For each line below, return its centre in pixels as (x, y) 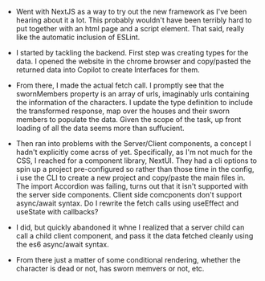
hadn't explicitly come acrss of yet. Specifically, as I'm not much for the (134, 152)
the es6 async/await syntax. (63, 244)
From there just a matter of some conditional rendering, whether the (128, 260)
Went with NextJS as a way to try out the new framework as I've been (131, 12)
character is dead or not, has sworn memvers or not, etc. (110, 269)
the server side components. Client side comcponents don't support (129, 195)
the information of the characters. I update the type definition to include (135, 102)
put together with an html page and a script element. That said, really (130, 29)
